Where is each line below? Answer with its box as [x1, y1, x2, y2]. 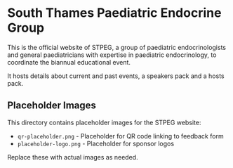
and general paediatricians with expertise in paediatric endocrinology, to [7, 51, 217, 59]
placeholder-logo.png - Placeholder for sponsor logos [17, 139, 174, 148]
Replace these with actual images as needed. [7, 153, 138, 161]
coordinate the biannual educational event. [7, 58, 131, 66]
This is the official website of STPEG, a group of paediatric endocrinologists [7, 43, 227, 51]
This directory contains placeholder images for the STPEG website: [7, 118, 201, 127]
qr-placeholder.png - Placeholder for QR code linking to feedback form [17, 131, 224, 140]
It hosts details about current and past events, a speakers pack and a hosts [7, 72, 225, 80]
